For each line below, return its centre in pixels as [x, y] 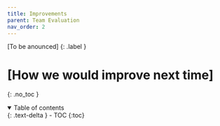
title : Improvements [37, 14]
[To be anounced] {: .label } [47, 47]
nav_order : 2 [26, 27]
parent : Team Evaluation [43, 20]
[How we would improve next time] [110, 75]
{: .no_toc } [23, 94]
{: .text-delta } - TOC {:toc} [46, 115]
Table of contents [39, 108]
